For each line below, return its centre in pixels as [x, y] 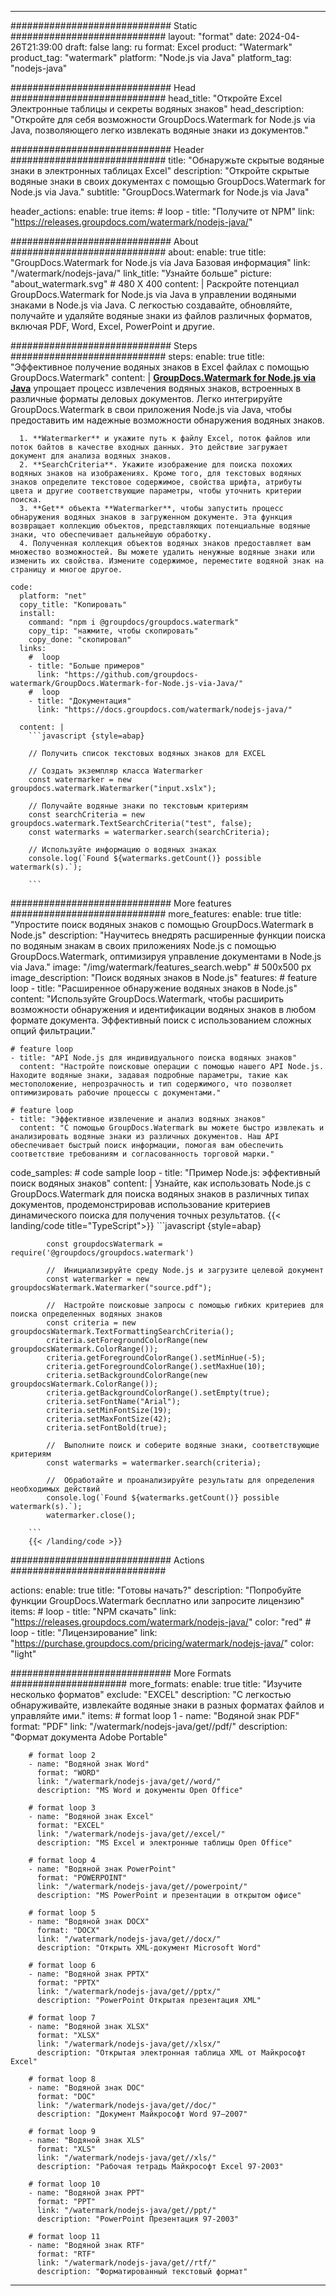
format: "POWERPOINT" [82, 1878]
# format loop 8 [62, 2079]
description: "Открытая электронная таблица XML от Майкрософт [171, 2053]
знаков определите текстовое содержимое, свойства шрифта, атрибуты [156, 482]
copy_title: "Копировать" [73, 605]
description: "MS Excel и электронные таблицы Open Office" [164, 1843]
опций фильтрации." [53, 1030]
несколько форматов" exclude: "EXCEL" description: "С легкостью [151, 1694]
